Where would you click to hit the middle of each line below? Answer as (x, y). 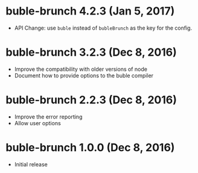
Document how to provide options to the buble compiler (84, 75)
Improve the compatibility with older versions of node (81, 69)
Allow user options (37, 123)
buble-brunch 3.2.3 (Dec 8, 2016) (91, 52)
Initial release (31, 164)
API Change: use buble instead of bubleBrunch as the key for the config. (103, 28)
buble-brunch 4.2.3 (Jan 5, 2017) (90, 11)
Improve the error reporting (48, 117)
